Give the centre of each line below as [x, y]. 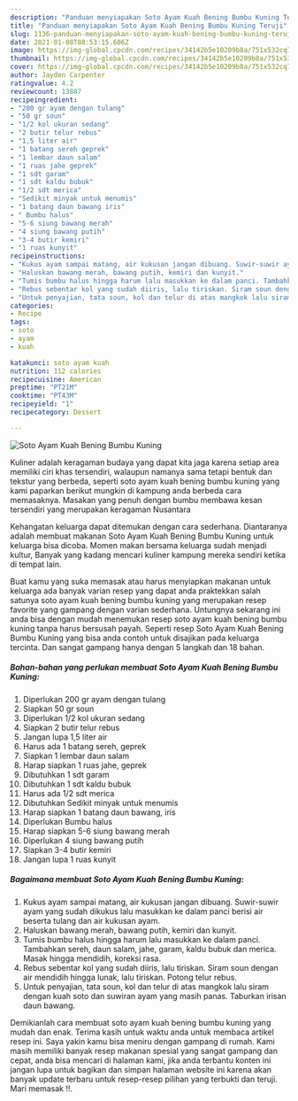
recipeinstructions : [48, 256]
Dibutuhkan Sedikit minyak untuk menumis [100, 802]
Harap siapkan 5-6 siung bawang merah [96, 831]
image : [22, 50]
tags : [20, 322]
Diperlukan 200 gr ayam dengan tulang [94, 699]
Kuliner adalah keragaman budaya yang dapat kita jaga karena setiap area [145, 462]
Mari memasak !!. [42, 1088]
